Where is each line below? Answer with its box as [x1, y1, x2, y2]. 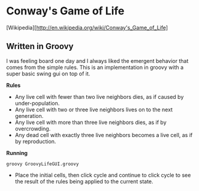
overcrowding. [14, 125, 51, 132]
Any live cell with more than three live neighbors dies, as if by [14, 119, 167, 126]
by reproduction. [14, 138, 56, 145]
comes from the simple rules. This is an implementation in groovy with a [6, 63, 184, 71]
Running [6, 149, 28, 156]
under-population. [14, 99, 60, 107]
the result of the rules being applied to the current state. [14, 178, 154, 185]
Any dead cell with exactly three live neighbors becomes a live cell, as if [14, 131, 193, 138]
